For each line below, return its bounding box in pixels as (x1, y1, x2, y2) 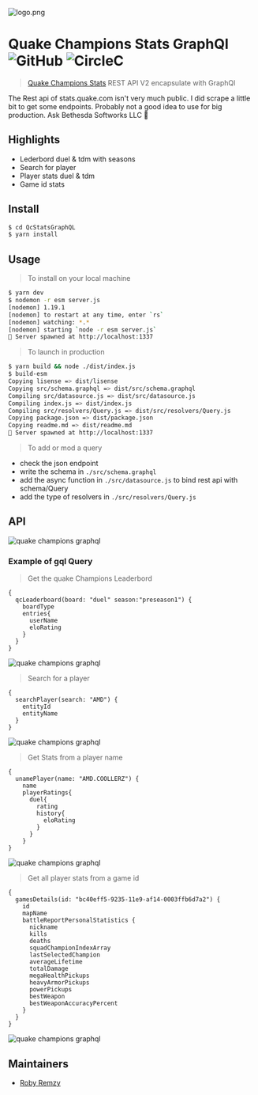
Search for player (19, 162, 77, 172)
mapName (22, 910, 47, 918)
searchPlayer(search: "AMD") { (15, 696, 118, 704)
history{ (36, 809, 65, 818)
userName (28, 617, 58, 625)
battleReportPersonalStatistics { (22, 916, 136, 925)
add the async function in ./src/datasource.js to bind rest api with (19, 476, 238, 484)
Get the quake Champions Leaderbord (27, 574, 152, 583)
